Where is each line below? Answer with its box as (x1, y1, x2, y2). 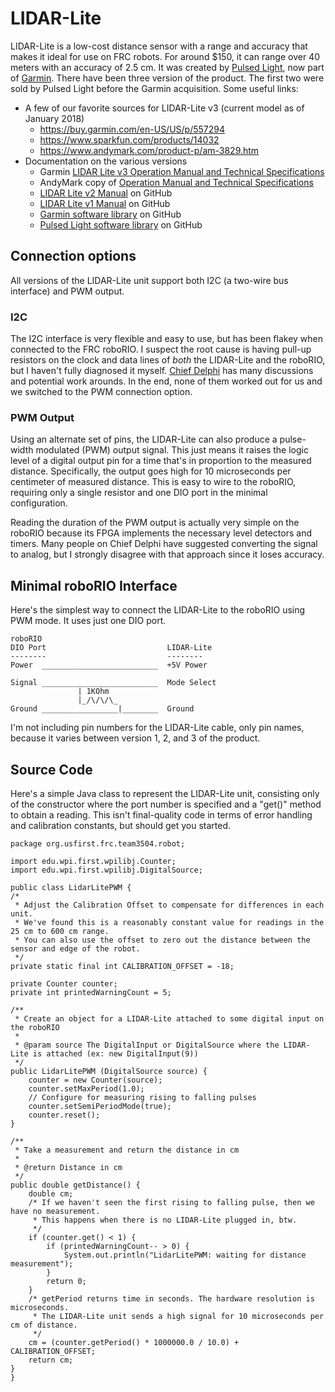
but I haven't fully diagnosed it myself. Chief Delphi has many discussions (10, 365, 314, 377)
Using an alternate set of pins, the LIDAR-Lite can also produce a (10, 433, 278, 446)
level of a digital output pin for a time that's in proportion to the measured (10, 455, 312, 467)
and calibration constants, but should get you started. (10, 819, 232, 831)
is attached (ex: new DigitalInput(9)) (32, 1048, 199, 1059)
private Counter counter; (10, 978, 118, 989)
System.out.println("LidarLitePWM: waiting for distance (63, 1250, 307, 1260)
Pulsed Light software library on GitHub (39, 218, 203, 231)
